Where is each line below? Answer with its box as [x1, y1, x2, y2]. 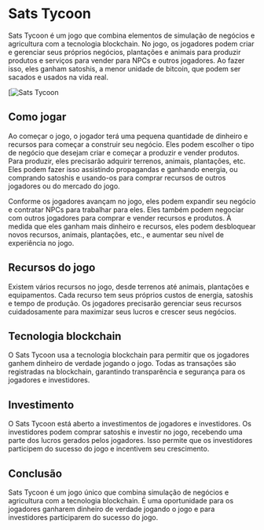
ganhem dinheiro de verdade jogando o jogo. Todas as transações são [8, 359, 236, 368]
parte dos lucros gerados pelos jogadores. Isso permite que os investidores [8, 436, 253, 445]
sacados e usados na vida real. [8, 72, 108, 82]
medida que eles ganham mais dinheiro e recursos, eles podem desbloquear [8, 221, 256, 231]
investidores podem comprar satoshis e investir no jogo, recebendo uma [8, 427, 243, 437]
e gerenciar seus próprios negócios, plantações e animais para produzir [8, 47, 241, 57]
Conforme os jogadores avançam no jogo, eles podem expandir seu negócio [8, 196, 256, 206]
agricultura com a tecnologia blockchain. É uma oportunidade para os [8, 496, 234, 505]
